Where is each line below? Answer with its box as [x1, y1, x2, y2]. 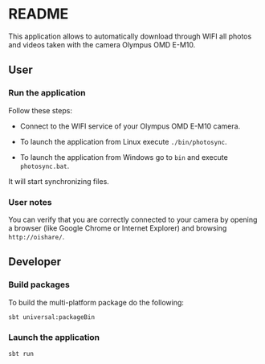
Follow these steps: [8, 105, 72, 115]
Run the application [8, 88, 86, 99]
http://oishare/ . [8, 231, 65, 241]
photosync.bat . [19, 161, 70, 170]
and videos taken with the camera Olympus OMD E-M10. [8, 39, 196, 49]
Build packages [8, 279, 70, 290]
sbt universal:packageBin [8, 313, 95, 321]
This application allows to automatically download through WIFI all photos [8, 31, 252, 41]
